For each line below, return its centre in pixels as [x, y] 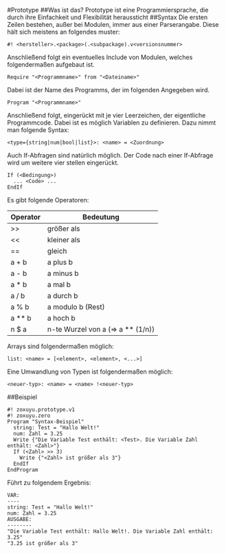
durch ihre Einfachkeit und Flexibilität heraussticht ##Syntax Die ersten [108, 17]
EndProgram [23, 470]
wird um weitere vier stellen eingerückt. [63, 162]
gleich [57, 251]
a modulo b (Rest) [76, 307]
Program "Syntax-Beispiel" [46, 422]
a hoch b [61, 318]
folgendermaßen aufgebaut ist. [51, 64]
